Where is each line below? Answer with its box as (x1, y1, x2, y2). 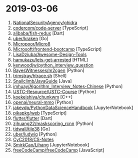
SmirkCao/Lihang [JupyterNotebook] (12, 141, 89, 147)
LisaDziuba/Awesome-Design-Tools (12, 51, 87, 57)
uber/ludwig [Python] (12, 131, 57, 137)
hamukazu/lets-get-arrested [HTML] (12, 56, 88, 62)
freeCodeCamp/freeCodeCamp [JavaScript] (12, 147, 104, 153)
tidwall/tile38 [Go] (12, 125, 50, 131)
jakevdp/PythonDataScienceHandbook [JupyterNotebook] (12, 104, 133, 110)
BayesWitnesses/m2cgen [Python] (12, 67, 84, 73)
